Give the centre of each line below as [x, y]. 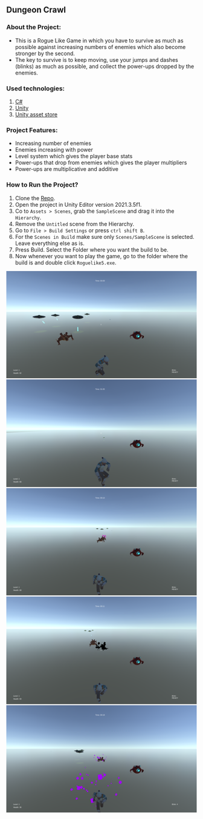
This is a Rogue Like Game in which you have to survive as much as [99, 40]
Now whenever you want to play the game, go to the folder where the [101, 256]
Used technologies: [36, 89]
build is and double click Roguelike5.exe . [66, 262]
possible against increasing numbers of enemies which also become [100, 47]
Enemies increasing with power [54, 150]
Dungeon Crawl [36, 10]
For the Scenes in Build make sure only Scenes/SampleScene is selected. [105, 236]
